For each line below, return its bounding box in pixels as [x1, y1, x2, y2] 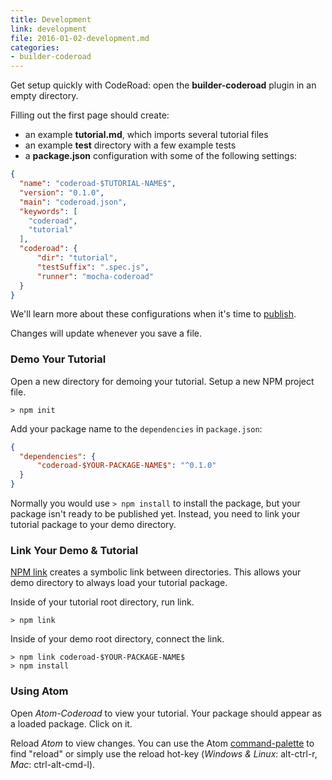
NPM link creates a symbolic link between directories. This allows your [10, 566, 302, 578]
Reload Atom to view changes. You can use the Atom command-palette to [10, 737, 315, 749]
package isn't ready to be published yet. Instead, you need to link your [10, 508, 301, 520]
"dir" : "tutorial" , [36, 253, 118, 263]
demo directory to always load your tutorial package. [10, 577, 228, 589]
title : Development [10, 14, 92, 25]
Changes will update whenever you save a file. [10, 327, 203, 340]
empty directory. [10, 90, 79, 102]
